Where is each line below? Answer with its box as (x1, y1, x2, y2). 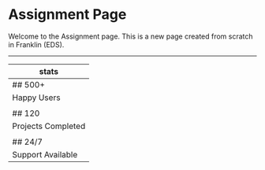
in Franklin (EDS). (8, 39, 65, 49)
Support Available (12, 149, 78, 160)
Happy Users (12, 92, 61, 103)
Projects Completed (12, 120, 86, 131)
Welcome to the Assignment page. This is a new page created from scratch (8, 31, 254, 41)
